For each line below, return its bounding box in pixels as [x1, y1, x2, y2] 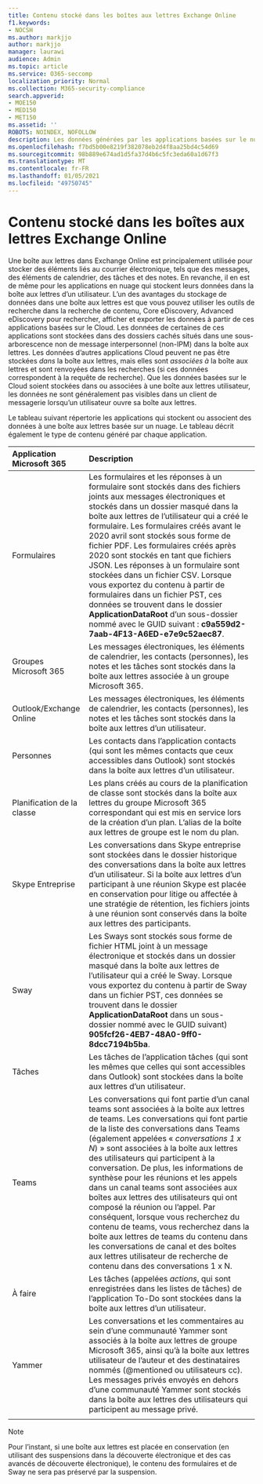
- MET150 [8, 114, 37, 122]
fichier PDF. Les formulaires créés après [88, 539, 236, 550]
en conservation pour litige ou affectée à [88, 888, 238, 899]
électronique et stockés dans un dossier [88, 950, 236, 961]
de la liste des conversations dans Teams [88, 1123, 240, 1134]
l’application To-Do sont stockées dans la [88, 1292, 242, 1303]
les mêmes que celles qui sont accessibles [88, 1061, 246, 1072]
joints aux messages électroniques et [88, 491, 225, 502]
